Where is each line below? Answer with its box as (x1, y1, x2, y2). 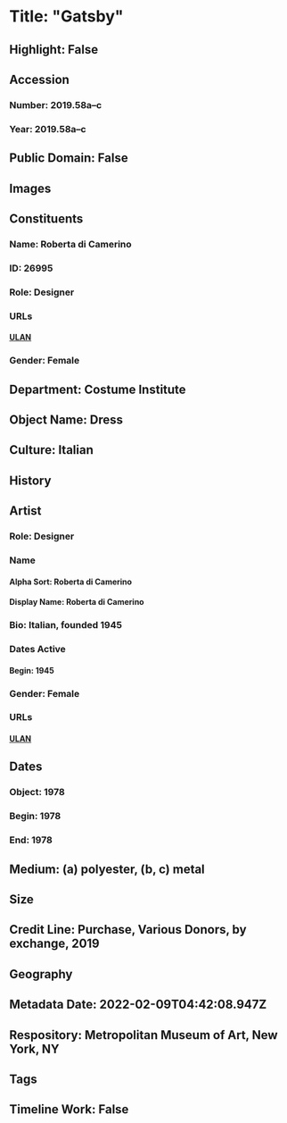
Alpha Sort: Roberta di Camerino (9, 576, 132, 587)
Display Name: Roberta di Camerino (9, 597, 144, 608)
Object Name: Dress (9, 412, 123, 427)
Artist (9, 503, 42, 519)
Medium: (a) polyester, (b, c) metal (9, 861, 205, 876)
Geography (9, 967, 73, 982)
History (9, 473, 52, 488)
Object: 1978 (9, 786, 65, 799)
